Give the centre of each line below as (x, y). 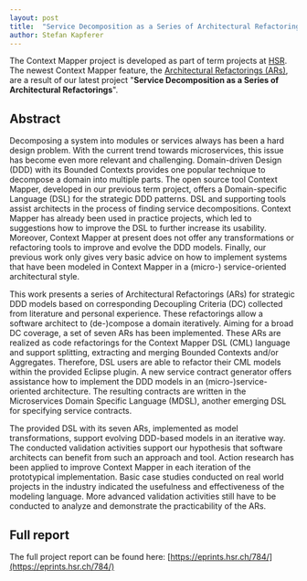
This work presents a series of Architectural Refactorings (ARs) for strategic (152, 294)
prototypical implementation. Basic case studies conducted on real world (147, 477)
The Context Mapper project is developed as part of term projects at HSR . (148, 61)
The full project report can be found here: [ (90, 557)
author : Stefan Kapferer (57, 35)
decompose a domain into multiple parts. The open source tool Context (143, 180)
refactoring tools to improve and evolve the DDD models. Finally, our (138, 248)
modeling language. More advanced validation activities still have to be (143, 496)
